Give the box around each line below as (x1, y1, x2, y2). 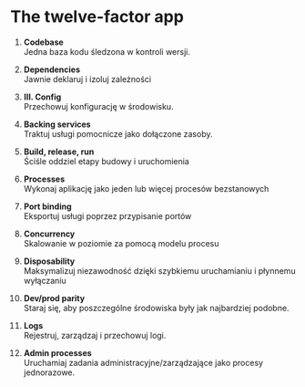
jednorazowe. (23, 367, 76, 378)
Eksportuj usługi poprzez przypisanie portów (23, 210, 192, 221)
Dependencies (23, 64, 81, 75)
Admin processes (23, 347, 92, 358)
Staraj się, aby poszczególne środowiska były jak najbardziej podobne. (23, 302, 290, 313)
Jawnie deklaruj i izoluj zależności (23, 73, 152, 84)
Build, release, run (23, 146, 95, 157)
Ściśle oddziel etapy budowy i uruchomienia (23, 155, 189, 166)
